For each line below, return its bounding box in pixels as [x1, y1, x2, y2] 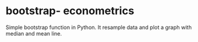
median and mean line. [5, 30, 62, 37]
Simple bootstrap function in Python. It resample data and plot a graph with [5, 24, 192, 31]
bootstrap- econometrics [5, 4, 135, 18]
